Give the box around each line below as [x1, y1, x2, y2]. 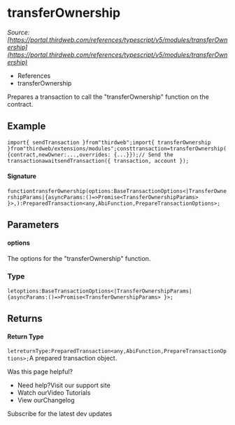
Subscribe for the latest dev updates [7, 410, 113, 418]
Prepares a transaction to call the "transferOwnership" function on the [7, 93, 210, 101]
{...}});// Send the [113, 151, 173, 158]
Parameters [7, 219, 59, 231]
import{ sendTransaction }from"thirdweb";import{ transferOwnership [7, 139, 211, 146]
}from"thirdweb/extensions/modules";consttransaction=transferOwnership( [7, 145, 227, 152]
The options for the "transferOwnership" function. [7, 254, 151, 262]
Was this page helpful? [7, 367, 73, 376]
